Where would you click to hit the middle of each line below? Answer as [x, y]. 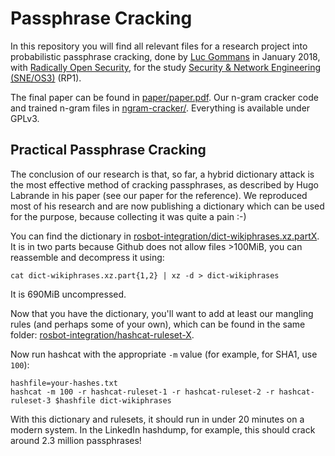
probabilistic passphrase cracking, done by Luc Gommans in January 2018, [165, 56]
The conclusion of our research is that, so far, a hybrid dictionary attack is [162, 174]
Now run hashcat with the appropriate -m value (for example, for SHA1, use [164, 354]
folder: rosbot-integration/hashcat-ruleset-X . [102, 334]
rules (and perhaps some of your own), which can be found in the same [158, 324]
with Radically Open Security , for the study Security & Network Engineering [165, 67]
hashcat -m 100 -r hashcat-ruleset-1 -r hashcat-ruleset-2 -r [142, 392]
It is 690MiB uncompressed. [68, 294]
